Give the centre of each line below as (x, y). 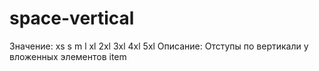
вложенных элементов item (68, 56)
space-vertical (72, 18)
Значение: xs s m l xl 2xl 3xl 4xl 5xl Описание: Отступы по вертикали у (159, 46)
